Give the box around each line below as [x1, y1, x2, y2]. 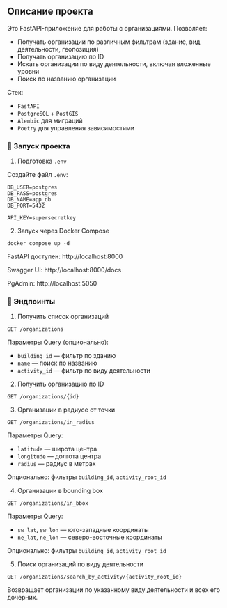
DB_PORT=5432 [7, 202, 45, 210]
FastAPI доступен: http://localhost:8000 [7, 252, 123, 260]
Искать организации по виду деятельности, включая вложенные [17, 59, 211, 68]
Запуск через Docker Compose [17, 226, 109, 235]
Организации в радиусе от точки [17, 405, 116, 414]
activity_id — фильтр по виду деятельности [17, 366, 151, 375]
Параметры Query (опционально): [7, 338, 109, 347]
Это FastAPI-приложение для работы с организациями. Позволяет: [7, 24, 208, 32]
